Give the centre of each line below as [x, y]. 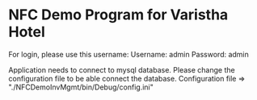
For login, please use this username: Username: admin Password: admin [128, 54]
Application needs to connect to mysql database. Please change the [122, 69]
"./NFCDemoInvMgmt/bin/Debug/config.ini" [81, 87]
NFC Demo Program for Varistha [118, 15]
